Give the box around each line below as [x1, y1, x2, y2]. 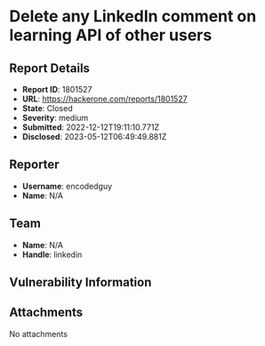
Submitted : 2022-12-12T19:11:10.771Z [21, 122, 160, 133]
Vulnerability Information [9, 275, 152, 290]
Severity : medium [21, 113, 89, 123]
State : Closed [21, 103, 73, 113]
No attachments [9, 328, 68, 339]
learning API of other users [9, 25, 213, 45]
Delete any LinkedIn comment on [9, 6, 257, 27]
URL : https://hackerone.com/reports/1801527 [21, 93, 189, 104]
